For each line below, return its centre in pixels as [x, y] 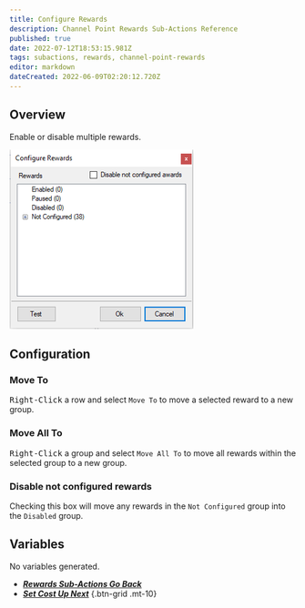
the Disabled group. [46, 515]
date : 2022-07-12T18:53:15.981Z [71, 48]
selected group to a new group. [68, 462]
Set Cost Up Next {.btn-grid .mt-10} [90, 593]
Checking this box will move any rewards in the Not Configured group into [147, 506]
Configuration [50, 355]
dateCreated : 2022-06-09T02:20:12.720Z [85, 77]
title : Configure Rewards [58, 19]
